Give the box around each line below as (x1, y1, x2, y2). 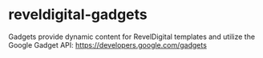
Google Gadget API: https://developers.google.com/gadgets (8, 40, 207, 49)
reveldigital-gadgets (8, 6, 148, 24)
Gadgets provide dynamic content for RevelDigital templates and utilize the (8, 32, 255, 41)
